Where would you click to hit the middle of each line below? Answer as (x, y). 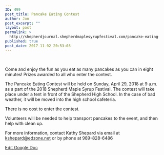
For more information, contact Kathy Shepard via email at (62, 133)
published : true (21, 41)
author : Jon (17, 19)
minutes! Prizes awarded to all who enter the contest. (59, 74)
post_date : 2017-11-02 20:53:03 (38, 46)
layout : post (18, 28)
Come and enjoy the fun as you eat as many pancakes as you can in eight (79, 69)
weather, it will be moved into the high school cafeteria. (61, 99)
